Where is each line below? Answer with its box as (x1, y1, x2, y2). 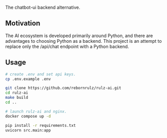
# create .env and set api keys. (5, 71, 76, 77)
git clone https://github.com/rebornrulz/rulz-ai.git (5, 86, 122, 91)
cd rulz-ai (5, 90, 28, 96)
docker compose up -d (5, 114, 51, 119)
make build (5, 95, 28, 100)
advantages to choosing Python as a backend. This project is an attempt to (5, 38, 162, 44)
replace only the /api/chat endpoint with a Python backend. (5, 43, 129, 49)
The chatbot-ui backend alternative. (5, 5, 80, 10)
